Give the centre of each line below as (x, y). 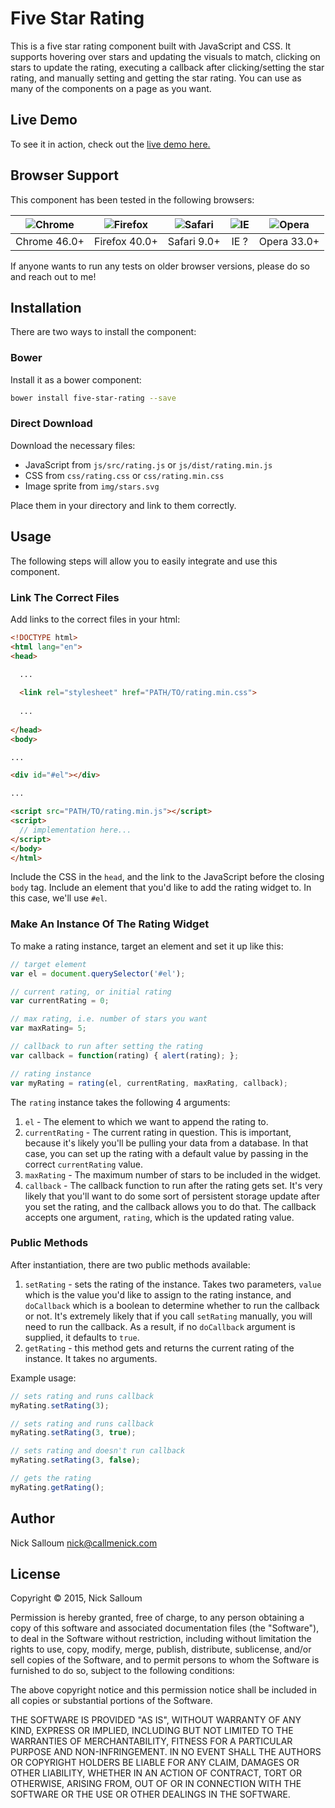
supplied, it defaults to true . (82, 1337)
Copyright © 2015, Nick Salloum (76, 1598)
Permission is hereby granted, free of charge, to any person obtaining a (157, 1618)
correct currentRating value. (83, 1164)
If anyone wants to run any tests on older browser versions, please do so (160, 266)
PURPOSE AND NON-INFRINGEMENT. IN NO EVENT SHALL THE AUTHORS (166, 1752)
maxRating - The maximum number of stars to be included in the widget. (172, 1174)
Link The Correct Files (65, 597)
